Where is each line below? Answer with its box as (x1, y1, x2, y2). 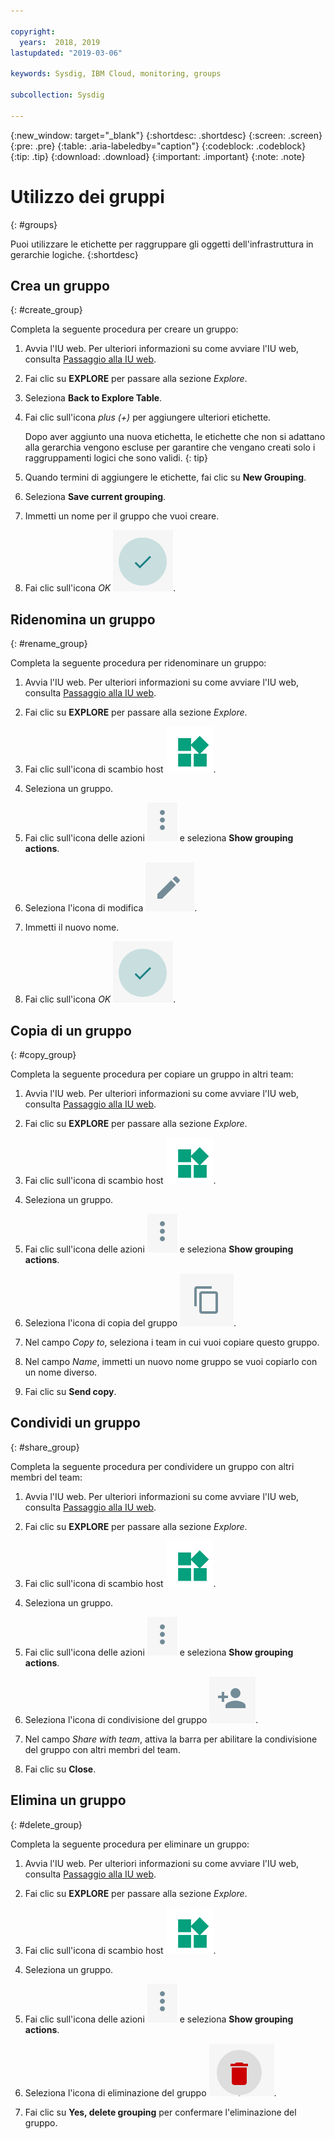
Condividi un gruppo (10, 1415, 141, 1432)
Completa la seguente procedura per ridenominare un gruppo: (10, 657, 267, 669)
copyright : (10, 26, 56, 37)
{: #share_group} (10, 1441, 80, 1453)
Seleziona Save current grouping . (24, 491, 167, 503)
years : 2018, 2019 (19, 37, 101, 47)
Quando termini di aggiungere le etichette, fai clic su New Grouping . (24, 471, 307, 484)
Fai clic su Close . (24, 1763, 97, 1775)
